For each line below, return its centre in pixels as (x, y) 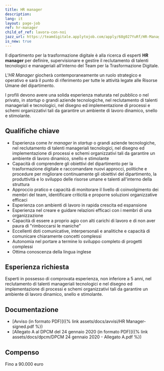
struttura (21, 184)
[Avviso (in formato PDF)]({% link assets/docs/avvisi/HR (69, 321)
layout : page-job (23, 23)
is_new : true (18, 41)
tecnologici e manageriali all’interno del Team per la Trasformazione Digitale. (82, 65)
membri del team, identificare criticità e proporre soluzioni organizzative (85, 195)
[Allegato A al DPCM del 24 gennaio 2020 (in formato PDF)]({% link (80, 332)
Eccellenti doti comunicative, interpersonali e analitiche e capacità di (81, 231)
